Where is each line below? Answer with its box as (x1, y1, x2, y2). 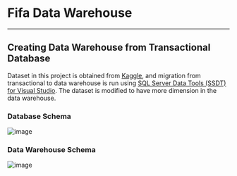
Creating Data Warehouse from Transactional (7, 42, 211, 54)
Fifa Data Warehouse (7, 5, 133, 21)
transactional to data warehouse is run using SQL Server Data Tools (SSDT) (7, 79, 226, 87)
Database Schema (7, 111, 72, 121)
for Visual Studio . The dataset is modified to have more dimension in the (7, 86, 217, 94)
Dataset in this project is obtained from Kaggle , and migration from (7, 71, 201, 80)
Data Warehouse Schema (7, 144, 97, 154)
